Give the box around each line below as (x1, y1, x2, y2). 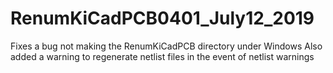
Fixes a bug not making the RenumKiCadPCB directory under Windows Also (10, 40, 323, 52)
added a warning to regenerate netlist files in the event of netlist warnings (10, 50, 315, 62)
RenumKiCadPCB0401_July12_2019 (10, 7, 315, 30)
